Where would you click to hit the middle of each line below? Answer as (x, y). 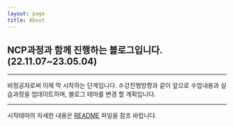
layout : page (26, 14)
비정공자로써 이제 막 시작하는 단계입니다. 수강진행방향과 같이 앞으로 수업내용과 (113, 86)
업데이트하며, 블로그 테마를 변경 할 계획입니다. (93, 94)
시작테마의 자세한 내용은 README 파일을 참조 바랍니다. (82, 116)
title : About (26, 20)
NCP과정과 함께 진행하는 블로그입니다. (85, 50)
